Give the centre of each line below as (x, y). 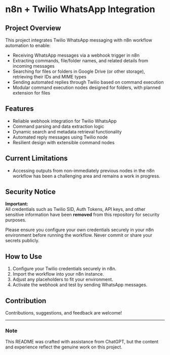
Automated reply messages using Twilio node (60, 137)
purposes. (16, 220)
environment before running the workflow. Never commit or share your (79, 235)
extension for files (31, 93)
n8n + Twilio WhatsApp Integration (80, 9)
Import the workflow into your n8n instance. (58, 274)
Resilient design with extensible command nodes (63, 142)
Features (19, 109)
